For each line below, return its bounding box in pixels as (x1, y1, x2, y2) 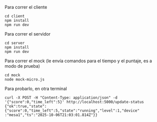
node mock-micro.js (4, 77, 45, 82)
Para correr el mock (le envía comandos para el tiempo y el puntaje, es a (4, 58, 153, 64)
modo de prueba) (4, 63, 40, 69)
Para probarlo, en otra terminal (4, 86, 67, 91)
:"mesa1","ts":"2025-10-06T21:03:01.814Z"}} (4, 113, 98, 118)
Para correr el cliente (4, 4, 47, 10)
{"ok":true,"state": (4, 104, 47, 109)
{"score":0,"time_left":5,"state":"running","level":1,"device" (4, 108, 140, 113)
